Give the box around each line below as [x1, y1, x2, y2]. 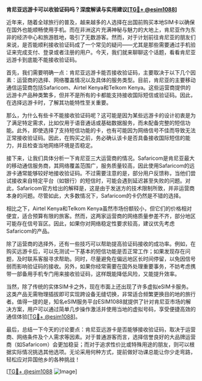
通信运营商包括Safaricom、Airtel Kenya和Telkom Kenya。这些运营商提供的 [6, 84, 191, 91]
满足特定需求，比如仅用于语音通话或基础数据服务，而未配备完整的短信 [11, 120, 185, 126]
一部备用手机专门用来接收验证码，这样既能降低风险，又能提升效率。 [11, 270, 180, 277]
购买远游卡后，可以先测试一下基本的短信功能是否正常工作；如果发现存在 [6, 248, 185, 255]
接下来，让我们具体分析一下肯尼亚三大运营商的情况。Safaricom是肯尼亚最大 [6, 154, 195, 162]
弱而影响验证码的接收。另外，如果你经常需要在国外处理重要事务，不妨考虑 [6, 263, 191, 270]
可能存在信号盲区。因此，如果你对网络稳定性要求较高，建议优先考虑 [6, 220, 175, 227]
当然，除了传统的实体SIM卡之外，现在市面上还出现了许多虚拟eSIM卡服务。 [6, 283, 192, 290]
